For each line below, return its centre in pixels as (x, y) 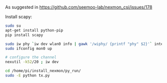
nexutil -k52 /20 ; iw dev (32, 62)
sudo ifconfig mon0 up (29, 48)
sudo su (13, 26)
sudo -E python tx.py (28, 76)
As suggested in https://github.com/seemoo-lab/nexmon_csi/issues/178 (79, 7)
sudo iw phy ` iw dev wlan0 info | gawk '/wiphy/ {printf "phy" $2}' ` (79, 44)
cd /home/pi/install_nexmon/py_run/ (43, 71)
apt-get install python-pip (34, 30)
